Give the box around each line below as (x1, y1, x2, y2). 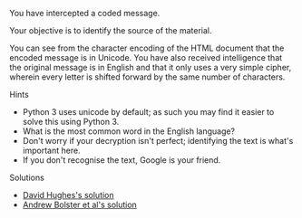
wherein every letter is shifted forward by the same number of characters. (9, 71, 286, 82)
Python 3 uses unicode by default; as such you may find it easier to (22, 107, 275, 117)
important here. (22, 145, 81, 156)
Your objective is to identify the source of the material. (9, 25, 212, 35)
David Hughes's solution (22, 190, 115, 200)
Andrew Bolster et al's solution (22, 199, 138, 210)
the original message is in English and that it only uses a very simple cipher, (9, 62, 292, 72)
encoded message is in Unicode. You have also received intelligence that (9, 52, 283, 62)
